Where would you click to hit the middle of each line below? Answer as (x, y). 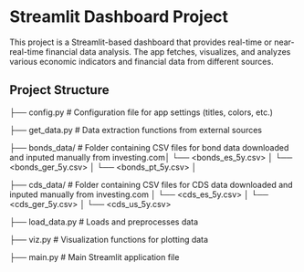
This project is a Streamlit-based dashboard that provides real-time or (141, 42)
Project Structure (59, 90)
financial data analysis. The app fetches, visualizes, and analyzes (168, 51)
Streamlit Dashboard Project (119, 17)
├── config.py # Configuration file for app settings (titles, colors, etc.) (142, 112)
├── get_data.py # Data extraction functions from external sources (136, 130)
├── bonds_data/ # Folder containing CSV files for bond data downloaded (149, 147)
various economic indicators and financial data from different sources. (142, 61)
